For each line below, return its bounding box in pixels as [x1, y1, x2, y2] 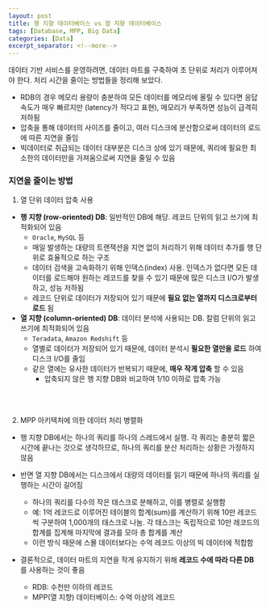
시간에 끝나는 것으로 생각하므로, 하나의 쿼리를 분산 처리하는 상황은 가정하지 [19, 442, 255, 453]
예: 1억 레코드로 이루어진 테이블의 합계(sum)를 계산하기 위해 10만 [31, 507, 236, 518]
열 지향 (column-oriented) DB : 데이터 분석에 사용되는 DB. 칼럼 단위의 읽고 [19, 313, 256, 324]
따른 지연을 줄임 [28, 133, 79, 142]
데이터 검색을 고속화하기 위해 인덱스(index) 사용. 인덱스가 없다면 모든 [31, 263, 249, 273]
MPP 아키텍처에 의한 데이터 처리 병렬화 [19, 416, 143, 425]
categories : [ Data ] [8, 34, 74, 43]
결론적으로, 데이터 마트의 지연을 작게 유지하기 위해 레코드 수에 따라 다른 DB [19, 555, 255, 565]
